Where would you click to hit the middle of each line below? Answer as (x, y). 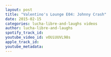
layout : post (19, 10)
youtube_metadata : (24, 47)
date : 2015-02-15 (23, 19)
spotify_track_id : (24, 33)
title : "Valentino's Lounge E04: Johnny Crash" (56, 14)
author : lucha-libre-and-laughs (39, 28)
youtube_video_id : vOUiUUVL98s (38, 38)
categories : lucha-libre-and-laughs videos (51, 24)
